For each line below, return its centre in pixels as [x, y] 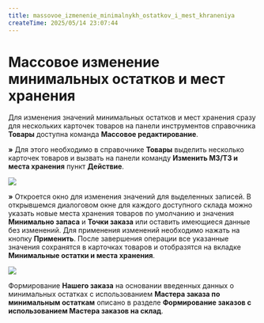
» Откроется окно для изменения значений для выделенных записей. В [130, 197]
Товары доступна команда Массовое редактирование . [104, 135]
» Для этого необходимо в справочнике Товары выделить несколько [126, 150]
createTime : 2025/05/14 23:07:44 [63, 23]
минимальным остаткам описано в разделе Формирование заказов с [130, 302]
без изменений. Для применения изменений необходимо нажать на [124, 230]
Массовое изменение [84, 62]
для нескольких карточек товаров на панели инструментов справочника [132, 126]
